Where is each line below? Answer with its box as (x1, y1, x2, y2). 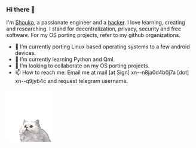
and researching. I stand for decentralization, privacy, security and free (6, 25, 181, 32)
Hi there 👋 (6, 5, 36, 14)
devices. (14, 50, 36, 57)
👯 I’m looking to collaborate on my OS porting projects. (14, 62, 150, 69)
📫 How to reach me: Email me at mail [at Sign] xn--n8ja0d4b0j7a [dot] (14, 69, 189, 76)
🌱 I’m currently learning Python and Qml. (14, 56, 115, 63)
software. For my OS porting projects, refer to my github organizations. (6, 32, 180, 39)
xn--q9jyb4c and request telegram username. (14, 78, 128, 85)
